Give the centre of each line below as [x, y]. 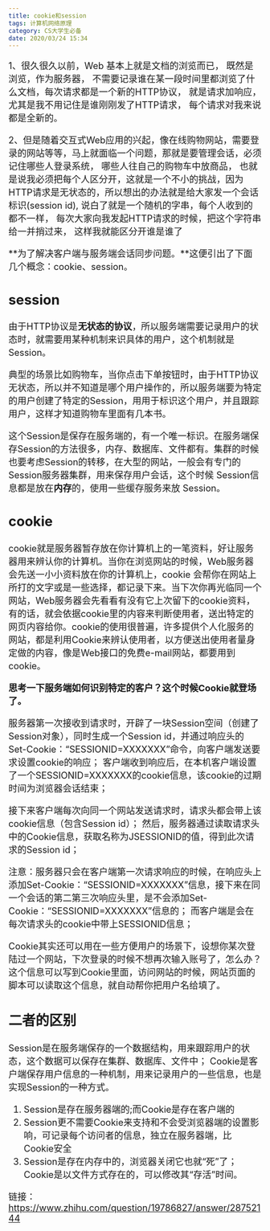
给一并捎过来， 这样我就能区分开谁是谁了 [96, 232]
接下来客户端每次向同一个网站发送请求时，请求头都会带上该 [135, 810]
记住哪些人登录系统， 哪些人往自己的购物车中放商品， [123, 167]
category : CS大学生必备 [45, 31]
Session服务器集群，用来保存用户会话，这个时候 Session [129, 475]
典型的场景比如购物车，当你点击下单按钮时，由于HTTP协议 [134, 375]
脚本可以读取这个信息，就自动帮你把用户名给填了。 [117, 985]
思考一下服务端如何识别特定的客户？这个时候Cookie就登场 [133, 688]
